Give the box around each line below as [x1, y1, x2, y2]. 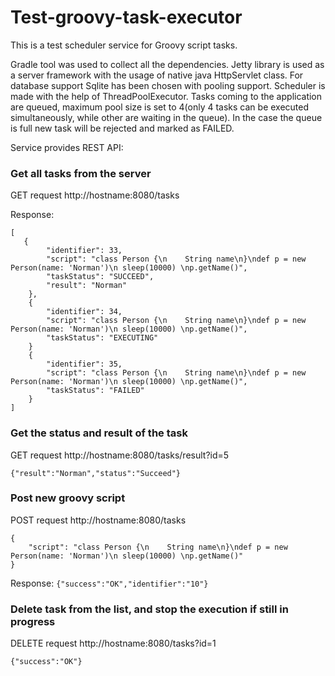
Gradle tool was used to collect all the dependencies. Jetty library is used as [10, 58, 325, 70]
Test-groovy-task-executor [10, 6, 243, 29]
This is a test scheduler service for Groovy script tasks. [10, 39, 238, 51]
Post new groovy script [10, 491, 126, 505]
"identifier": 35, [46, 359, 123, 370]
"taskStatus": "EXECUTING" [46, 333, 159, 343]
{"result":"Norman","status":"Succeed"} [10, 468, 182, 478]
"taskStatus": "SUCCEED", [46, 272, 155, 282]
